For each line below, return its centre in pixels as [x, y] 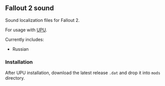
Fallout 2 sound [30, 8]
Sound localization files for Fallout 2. [42, 20]
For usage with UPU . [26, 30]
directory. [15, 78]
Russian [20, 49]
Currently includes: [25, 39]
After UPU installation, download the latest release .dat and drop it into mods [83, 73]
